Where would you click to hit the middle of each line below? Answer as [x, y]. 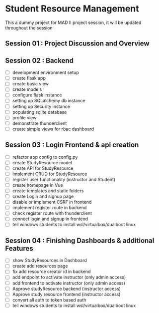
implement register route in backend [49, 208]
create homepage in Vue [38, 185]
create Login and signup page [43, 196]
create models [27, 89]
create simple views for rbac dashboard [53, 129]
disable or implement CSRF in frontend [52, 202]
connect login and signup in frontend [50, 219]
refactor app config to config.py [45, 157]
